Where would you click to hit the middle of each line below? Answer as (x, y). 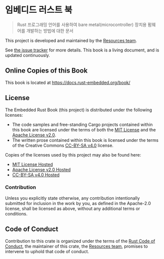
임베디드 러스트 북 (39, 10)
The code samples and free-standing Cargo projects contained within (82, 124)
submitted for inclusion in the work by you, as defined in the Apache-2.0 (78, 203)
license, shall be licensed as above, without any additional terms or (73, 208)
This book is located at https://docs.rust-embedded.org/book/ (68, 82)
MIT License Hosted (32, 164)
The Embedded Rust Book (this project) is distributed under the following (79, 110)
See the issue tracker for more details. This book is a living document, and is (82, 50)
